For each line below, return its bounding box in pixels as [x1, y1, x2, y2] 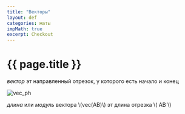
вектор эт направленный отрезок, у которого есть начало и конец [7, 78, 180, 85]
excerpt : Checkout [7, 32, 53, 38]
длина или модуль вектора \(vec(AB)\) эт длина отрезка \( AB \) [7, 101, 172, 109]
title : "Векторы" [7, 8, 51, 15]
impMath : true [7, 25, 43, 32]
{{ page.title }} [7, 58, 82, 72]
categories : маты [7, 20, 51, 26]
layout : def [7, 15, 37, 21]
